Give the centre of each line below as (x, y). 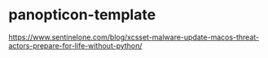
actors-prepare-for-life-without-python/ (75, 45)
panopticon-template (82, 15)
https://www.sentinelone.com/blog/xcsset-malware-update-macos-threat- (134, 37)
